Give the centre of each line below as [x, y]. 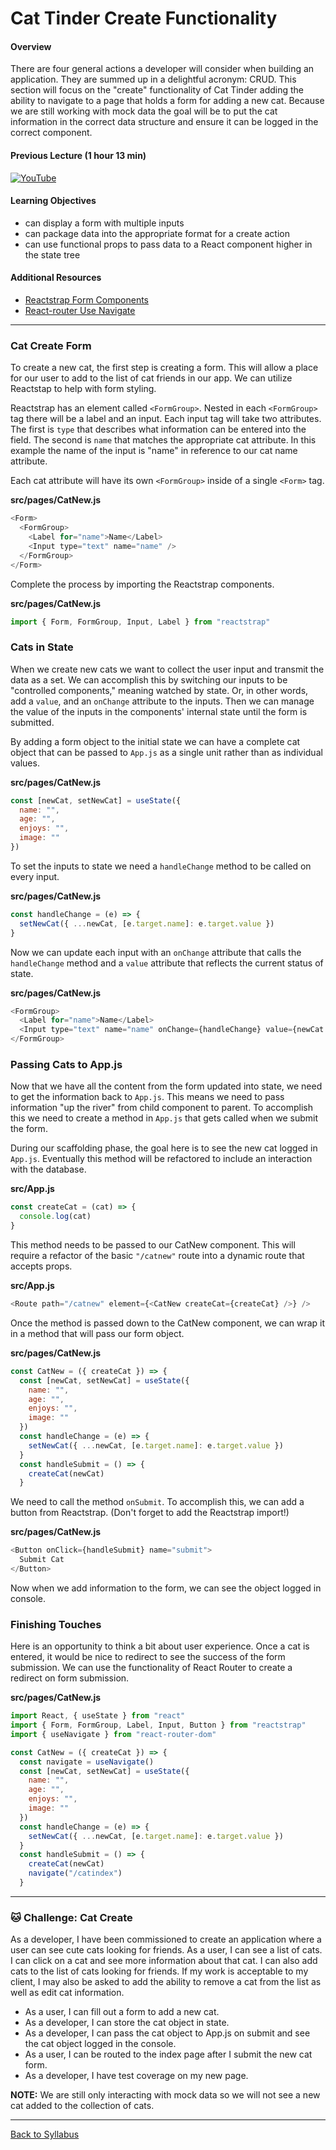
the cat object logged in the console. [100, 2044]
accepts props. [41, 1266]
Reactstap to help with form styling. [83, 389]
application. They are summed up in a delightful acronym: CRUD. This [153, 79]
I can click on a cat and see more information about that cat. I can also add [164, 1961]
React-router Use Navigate [80, 310]
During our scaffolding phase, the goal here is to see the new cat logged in [164, 1148]
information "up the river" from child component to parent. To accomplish [161, 1108]
